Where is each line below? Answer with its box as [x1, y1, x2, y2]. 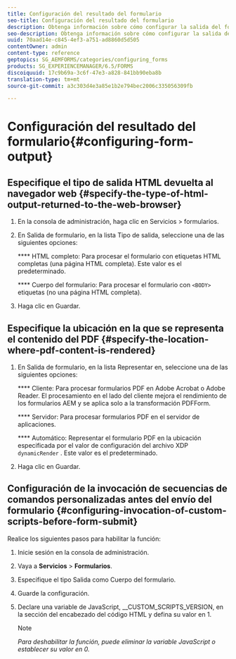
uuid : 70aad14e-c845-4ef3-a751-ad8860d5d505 [7, 37, 140, 44]
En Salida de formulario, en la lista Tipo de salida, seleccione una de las [17, 231, 225, 239]
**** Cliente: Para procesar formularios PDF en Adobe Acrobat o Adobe [17, 384, 226, 393]
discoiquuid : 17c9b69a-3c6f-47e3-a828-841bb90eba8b [7, 69, 162, 76]
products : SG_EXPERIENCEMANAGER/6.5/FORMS [7, 63, 133, 70]
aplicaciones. [17, 420, 56, 429]
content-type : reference [7, 50, 80, 57]
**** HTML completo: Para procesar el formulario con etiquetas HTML [17, 252, 221, 261]
